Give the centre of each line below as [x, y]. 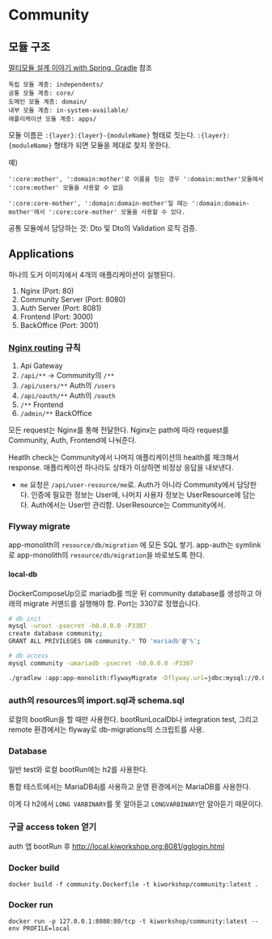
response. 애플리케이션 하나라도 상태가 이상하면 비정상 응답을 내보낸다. [121, 468]
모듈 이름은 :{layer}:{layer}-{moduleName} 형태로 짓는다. [102, 135]
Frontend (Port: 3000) [57, 317]
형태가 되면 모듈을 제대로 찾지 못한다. [112, 145]
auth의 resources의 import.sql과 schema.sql [96, 700]
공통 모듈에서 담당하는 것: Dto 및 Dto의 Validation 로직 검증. [103, 228]
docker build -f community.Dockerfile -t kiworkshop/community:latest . [134, 884]
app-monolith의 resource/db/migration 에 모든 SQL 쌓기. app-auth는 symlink [135, 545]
